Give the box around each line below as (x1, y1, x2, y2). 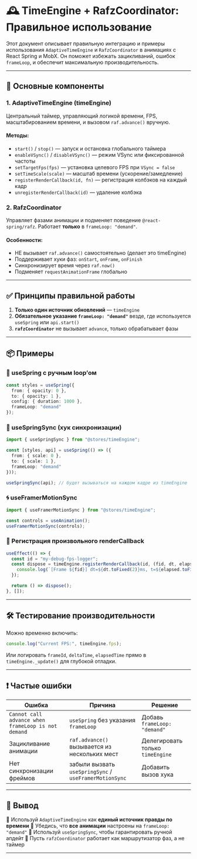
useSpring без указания (69, 716, 136, 724)
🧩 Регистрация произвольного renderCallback (6, 537, 145, 545)
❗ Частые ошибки (6, 680, 72, 690)
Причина (89, 701, 116, 709)
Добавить (141, 763, 170, 771)
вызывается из (69, 743, 112, 751)
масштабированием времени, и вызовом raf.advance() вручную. (6, 118, 171, 126)
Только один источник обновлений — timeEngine (14, 306, 140, 314)
